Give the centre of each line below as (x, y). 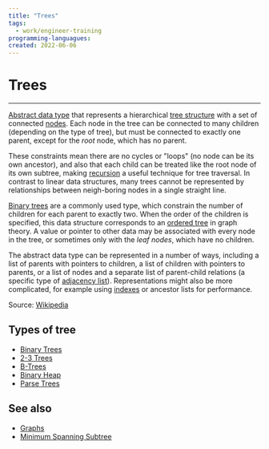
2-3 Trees (36, 358)
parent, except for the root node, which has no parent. (98, 140)
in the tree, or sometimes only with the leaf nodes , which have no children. (131, 240)
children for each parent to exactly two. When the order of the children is (128, 214)
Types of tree (42, 330)
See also (30, 409)
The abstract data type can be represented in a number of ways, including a (134, 255)
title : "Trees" (34, 16)
